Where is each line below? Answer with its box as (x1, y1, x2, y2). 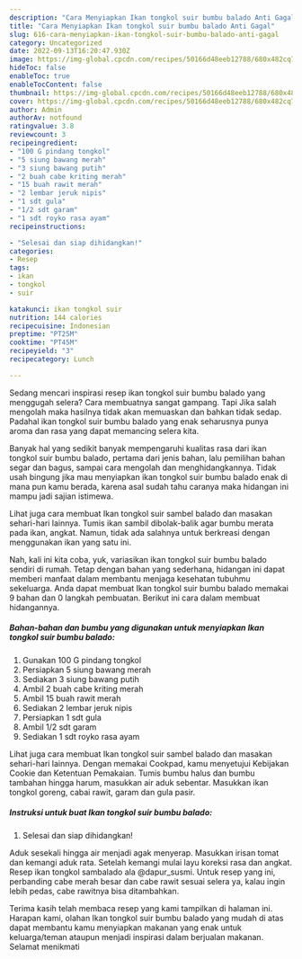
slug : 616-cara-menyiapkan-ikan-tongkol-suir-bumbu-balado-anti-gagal (9, 30, 280, 39)
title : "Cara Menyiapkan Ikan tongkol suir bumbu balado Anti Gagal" (9, 22, 276, 31)
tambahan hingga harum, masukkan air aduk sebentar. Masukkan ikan (9, 777, 269, 787)
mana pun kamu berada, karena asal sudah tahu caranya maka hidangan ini (9, 481, 289, 492)
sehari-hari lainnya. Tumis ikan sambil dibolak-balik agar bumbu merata (9, 518, 274, 528)
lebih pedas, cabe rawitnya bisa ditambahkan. (9, 885, 180, 896)
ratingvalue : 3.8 (9, 122, 75, 131)
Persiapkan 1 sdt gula (22, 712, 102, 723)
